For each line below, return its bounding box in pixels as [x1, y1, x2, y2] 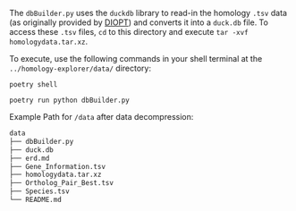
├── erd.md [9, 154, 50, 163]
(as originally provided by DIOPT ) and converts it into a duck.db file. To [9, 17, 268, 28]
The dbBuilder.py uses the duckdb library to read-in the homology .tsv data [9, 8, 288, 18]
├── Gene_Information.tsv [9, 162, 106, 171]
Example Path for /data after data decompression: [9, 112, 194, 122]
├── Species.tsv [9, 187, 70, 196]
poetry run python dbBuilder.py [9, 96, 130, 105]
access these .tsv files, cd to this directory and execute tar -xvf [9, 27, 249, 37]
